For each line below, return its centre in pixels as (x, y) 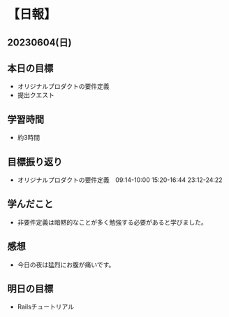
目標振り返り (35, 162)
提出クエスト (36, 95)
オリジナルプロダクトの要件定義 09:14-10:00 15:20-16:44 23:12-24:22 (120, 180)
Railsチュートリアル (46, 307)
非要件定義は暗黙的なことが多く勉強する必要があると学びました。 (112, 222)
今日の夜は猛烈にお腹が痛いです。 (66, 265)
